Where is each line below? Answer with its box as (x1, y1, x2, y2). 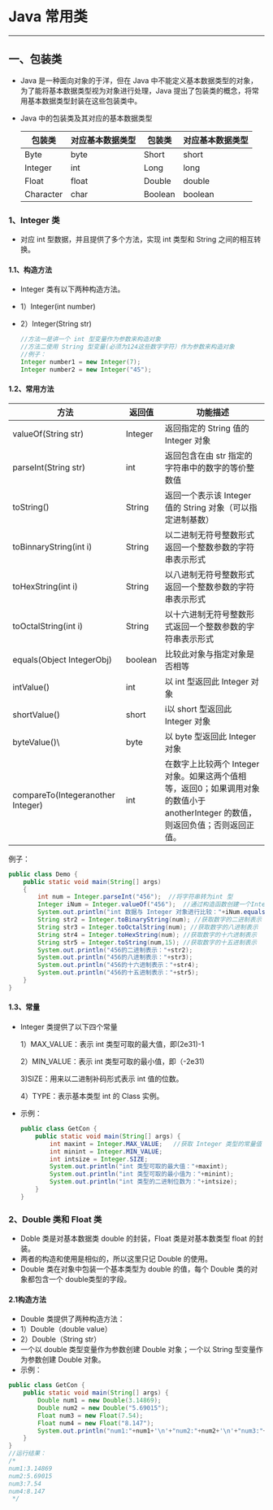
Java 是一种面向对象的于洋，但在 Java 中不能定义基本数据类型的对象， (19, 75, 258, 85)
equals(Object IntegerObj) (12, 654, 112, 665)
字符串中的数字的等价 (165, 462, 247, 473)
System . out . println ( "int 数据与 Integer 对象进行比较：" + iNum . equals (37, 908, 266, 917)
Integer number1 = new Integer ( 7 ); (19, 357, 141, 366)
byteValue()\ (12, 736, 60, 747)
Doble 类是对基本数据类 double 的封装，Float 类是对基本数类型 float (19, 1234, 248, 1244)
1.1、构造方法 (8, 265, 53, 274)
